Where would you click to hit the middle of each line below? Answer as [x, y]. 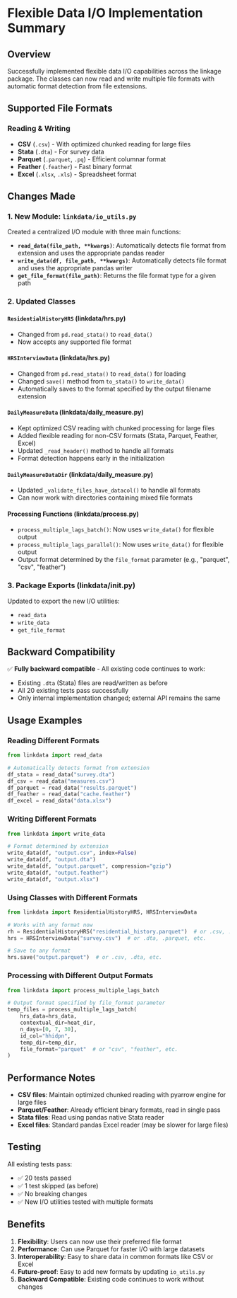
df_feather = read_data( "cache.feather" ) [69, 794]
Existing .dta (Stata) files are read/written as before [92, 683]
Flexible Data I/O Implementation [105, 13]
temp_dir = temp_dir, [49, 1043]
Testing [24, 1147]
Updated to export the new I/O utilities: [63, 601]
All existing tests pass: [40, 1164]
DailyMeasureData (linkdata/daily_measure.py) [75, 413]
